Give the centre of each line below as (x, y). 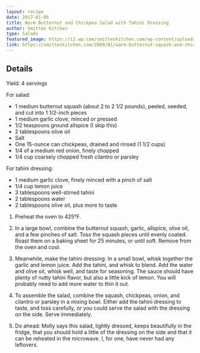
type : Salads (22, 34)
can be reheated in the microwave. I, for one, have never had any (94, 338)
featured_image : (26, 39)
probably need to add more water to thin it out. (72, 283)
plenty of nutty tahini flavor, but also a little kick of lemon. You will (95, 278)
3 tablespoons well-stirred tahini (54, 192)
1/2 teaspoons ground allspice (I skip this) (66, 125)
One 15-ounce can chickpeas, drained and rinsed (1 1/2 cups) (90, 144)
